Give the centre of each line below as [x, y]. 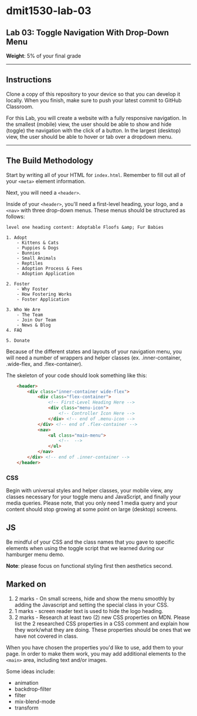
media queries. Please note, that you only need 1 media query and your [92, 503]
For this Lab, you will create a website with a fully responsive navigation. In [96, 118]
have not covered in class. [46, 636]
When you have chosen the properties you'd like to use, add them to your [95, 647]
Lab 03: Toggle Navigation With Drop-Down [87, 33]
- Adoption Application [46, 274]
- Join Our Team [37, 320]
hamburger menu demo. [35, 554]
